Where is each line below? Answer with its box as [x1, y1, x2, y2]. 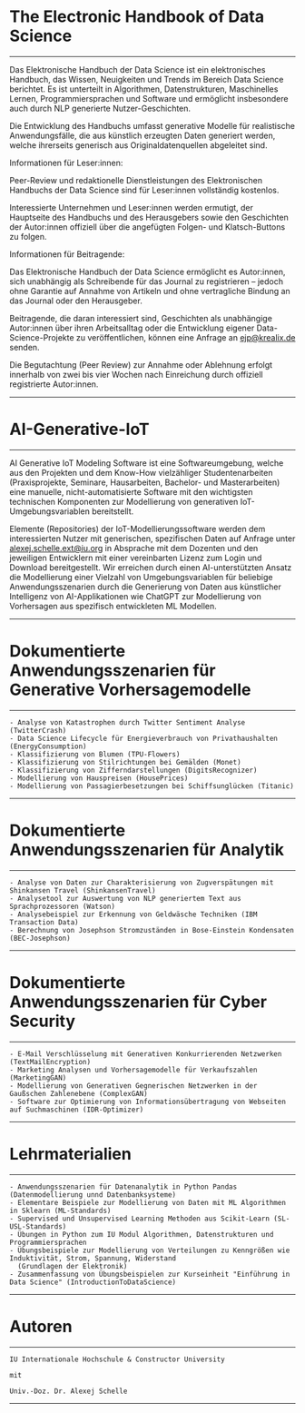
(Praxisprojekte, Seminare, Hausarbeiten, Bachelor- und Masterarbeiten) [9, 477, 280, 488]
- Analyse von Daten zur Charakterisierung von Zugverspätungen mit [9, 878, 274, 887]
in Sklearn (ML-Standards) [9, 1206, 112, 1215]
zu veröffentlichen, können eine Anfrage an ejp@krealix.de [75, 331, 296, 342]
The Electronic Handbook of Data [9, 6, 265, 27]
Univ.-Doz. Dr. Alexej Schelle [9, 1387, 128, 1396]
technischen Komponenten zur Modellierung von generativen [9, 496, 239, 507]
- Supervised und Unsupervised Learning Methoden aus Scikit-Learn [9, 1214, 271, 1223]
